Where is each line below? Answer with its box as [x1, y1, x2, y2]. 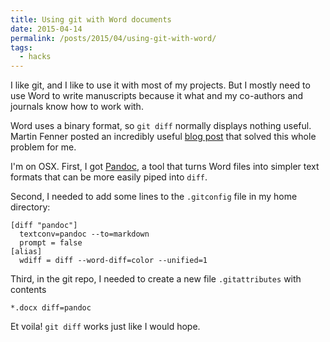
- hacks [19, 52, 52, 62]
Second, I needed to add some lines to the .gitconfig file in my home [10, 191, 298, 203]
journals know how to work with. [10, 101, 144, 113]
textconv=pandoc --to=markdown [19, 229, 150, 240]
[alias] [10, 247, 43, 257]
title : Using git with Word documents [10, 14, 172, 25]
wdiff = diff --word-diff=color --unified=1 [19, 256, 208, 266]
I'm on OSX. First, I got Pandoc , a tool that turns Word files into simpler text [10, 161, 320, 173]
